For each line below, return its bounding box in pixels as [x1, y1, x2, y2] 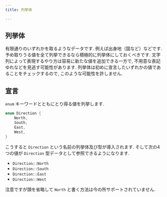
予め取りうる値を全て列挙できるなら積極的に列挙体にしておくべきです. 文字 [5, 52, 161, 58]
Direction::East [12, 171, 46, 176]
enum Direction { [5, 111, 41, 116]
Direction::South [12, 166, 49, 171]
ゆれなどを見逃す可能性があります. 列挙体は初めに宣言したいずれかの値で [5, 64, 156, 70]
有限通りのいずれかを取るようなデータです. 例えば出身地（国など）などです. [5, 45, 162, 51]
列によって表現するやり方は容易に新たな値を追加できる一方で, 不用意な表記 [5, 58, 161, 64]
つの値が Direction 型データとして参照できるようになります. [5, 150, 130, 156]
